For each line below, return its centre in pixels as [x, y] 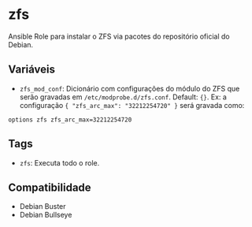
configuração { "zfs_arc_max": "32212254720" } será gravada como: [132, 105]
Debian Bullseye [46, 215]
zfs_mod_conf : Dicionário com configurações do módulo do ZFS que [130, 88]
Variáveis [31, 70]
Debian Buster [43, 207]
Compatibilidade [50, 187]
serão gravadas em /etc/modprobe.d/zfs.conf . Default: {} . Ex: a [123, 97]
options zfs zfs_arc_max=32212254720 [70, 120]
